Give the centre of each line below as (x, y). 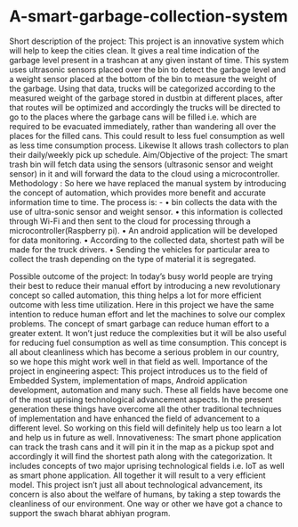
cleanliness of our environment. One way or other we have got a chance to (146, 503)
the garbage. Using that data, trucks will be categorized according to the (142, 88)
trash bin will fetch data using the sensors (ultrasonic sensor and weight (141, 164)
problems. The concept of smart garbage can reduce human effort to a (139, 324)
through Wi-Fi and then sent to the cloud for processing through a (130, 221)
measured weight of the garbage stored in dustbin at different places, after (146, 98)
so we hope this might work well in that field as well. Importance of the (139, 361)
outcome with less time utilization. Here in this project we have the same (141, 304)
